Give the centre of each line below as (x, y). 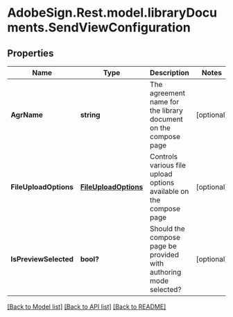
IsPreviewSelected (42, 259)
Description (170, 73)
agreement (168, 93)
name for (165, 102)
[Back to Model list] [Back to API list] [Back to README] (87, 307)
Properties (31, 53)
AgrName (27, 115)
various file (168, 165)
